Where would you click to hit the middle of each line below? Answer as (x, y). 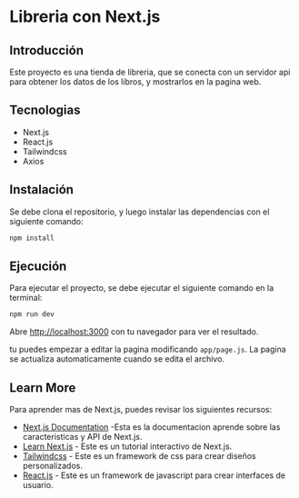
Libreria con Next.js (85, 17)
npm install (32, 238)
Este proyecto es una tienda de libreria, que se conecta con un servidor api (150, 72)
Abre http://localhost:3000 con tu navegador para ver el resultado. (134, 332)
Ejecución (38, 266)
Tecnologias (45, 110)
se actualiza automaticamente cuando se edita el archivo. (117, 359)
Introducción (47, 50)
